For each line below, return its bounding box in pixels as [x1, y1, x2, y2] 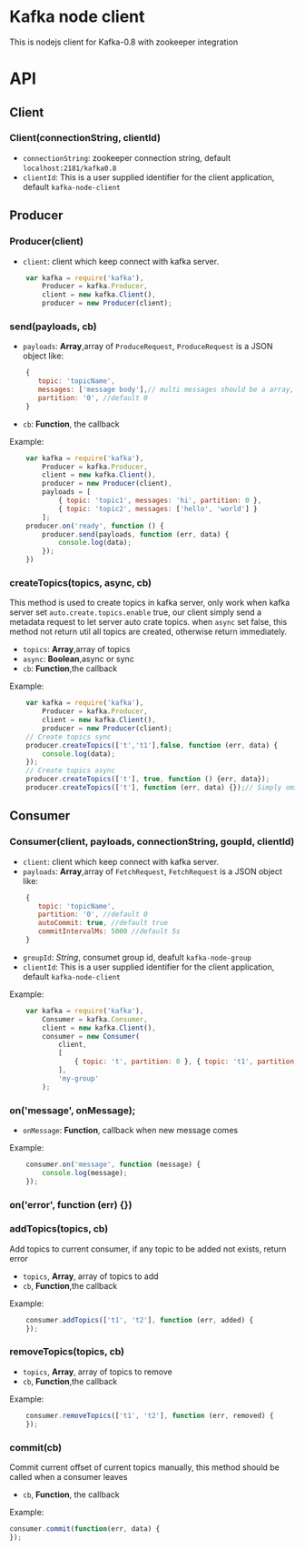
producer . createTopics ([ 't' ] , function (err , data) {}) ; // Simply [25, 783, 282, 792]
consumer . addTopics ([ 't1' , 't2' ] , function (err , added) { [25, 1315, 254, 1324]
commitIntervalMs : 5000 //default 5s [37, 927, 181, 936]
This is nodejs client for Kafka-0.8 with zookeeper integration [9, 36, 239, 47]
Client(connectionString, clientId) [9, 132, 162, 145]
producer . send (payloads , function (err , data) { [42, 529, 230, 538]
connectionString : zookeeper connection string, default [22, 152, 231, 163]
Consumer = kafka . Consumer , [42, 1014, 148, 1024]
